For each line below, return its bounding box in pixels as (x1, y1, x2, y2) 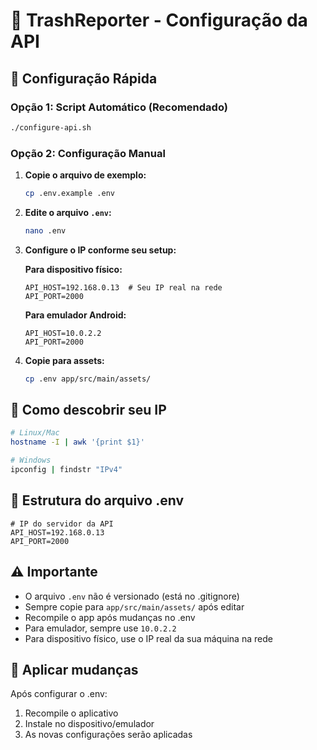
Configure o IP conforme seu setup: (24, 244, 177, 256)
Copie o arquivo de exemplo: (24, 169, 147, 181)
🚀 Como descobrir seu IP (10, 402, 167, 419)
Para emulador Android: (24, 309, 127, 321)
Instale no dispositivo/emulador (24, 718, 155, 730)
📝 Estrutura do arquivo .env (10, 492, 184, 509)
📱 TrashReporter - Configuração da (10, 9, 308, 32)
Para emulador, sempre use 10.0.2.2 (24, 622, 177, 634)
